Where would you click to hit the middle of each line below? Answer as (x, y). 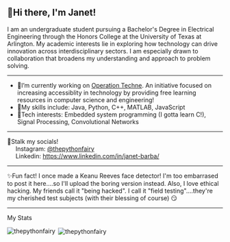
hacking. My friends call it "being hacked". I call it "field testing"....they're (110, 191)
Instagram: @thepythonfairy (55, 149)
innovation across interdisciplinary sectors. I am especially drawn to (103, 51)
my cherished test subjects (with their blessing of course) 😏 (92, 198)
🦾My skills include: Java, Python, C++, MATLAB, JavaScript (101, 107)
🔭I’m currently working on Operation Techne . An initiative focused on (114, 85)
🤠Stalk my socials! (33, 141)
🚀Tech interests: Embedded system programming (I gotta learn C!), (112, 114)
